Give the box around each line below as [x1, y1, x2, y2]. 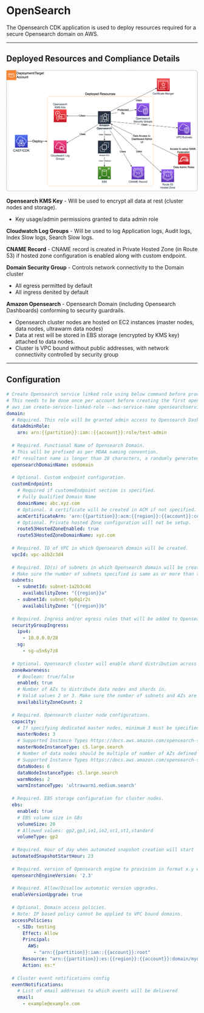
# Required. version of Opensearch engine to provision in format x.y [12, 866, 194, 872]
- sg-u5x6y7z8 [22, 648, 59, 654]
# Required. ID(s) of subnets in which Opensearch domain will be [12, 564, 183, 571]
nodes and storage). [6, 204, 57, 211]
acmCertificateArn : [17, 513, 67, 519]
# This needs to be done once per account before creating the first [6, 397, 186, 403]
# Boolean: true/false [17, 674, 75, 680]
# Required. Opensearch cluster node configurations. [12, 712, 151, 718]
